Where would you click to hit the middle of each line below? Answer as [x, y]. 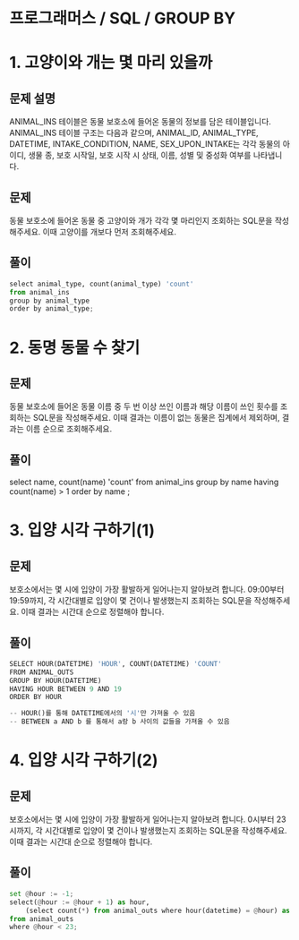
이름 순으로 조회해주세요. [69, 429]
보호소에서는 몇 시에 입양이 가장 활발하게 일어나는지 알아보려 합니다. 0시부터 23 [148, 819]
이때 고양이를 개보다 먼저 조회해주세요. [110, 232]
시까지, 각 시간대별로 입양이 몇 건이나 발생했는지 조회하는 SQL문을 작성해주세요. [149, 831]
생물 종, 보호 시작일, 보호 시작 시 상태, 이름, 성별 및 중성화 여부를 [140, 155]
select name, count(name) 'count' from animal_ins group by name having [144, 482]
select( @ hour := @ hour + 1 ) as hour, [80, 902]
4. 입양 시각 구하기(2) [84, 761]
